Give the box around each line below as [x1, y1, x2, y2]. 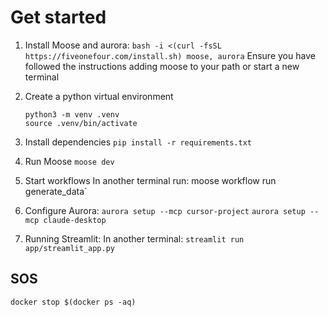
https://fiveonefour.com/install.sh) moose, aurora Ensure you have [24, 49, 316, 61]
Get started [10, 6, 107, 29]
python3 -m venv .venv [24, 109, 120, 120]
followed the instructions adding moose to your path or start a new [24, 60, 300, 72]
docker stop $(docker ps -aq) [10, 297, 137, 307]
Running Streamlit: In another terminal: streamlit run [24, 232, 245, 245]
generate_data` [24, 185, 88, 197]
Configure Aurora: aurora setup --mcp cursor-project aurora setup [24, 204, 306, 216]
